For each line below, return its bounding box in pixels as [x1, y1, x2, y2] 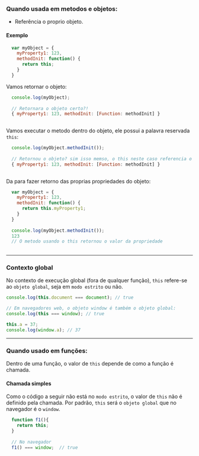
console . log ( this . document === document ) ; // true [6, 295, 134, 300]
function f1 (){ [11, 417, 49, 423]
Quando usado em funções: [6, 347, 88, 355]
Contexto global [6, 264, 53, 272]
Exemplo [6, 31, 28, 38]
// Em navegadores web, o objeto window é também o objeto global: [6, 305, 176, 312]
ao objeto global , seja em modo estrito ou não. [6, 283, 123, 290]
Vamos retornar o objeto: [6, 83, 67, 90]
